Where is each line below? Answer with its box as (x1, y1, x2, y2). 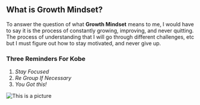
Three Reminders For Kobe (6, 54, 86, 63)
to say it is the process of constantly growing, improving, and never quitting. (6, 27, 194, 34)
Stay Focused (14, 68, 49, 75)
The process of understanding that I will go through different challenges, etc (6, 33, 195, 41)
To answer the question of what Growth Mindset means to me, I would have (6, 20, 195, 27)
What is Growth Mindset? (6, 5, 103, 15)
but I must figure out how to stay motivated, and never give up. (6, 39, 162, 47)
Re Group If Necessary (14, 75, 72, 82)
